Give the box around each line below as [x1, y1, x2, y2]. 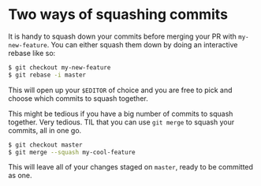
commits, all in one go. [8, 125, 82, 135]
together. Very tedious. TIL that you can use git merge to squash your [8, 117, 235, 127]
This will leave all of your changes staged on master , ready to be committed [8, 162, 254, 172]
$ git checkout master [8, 140, 83, 149]
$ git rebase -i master [8, 71, 87, 79]
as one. [8, 171, 33, 180]
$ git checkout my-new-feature [8, 63, 111, 72]
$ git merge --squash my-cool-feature [8, 148, 136, 156]
